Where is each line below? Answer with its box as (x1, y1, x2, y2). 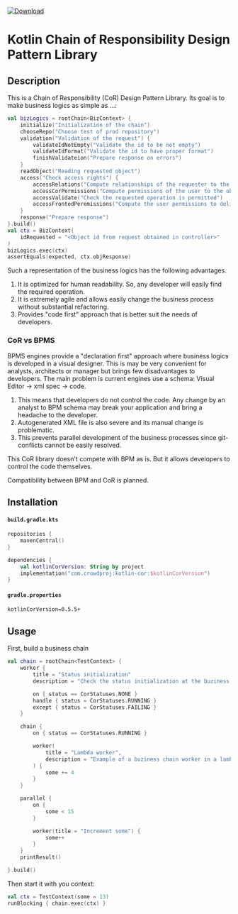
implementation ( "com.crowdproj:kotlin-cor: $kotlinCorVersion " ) (20, 570, 211, 577)
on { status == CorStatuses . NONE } (33, 690, 138, 698)
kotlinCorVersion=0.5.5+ (7, 606, 81, 613)
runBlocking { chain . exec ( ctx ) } (7, 900, 106, 907)
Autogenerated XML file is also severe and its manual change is (17, 418, 203, 426)
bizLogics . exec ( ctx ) (7, 247, 69, 254)
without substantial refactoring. (17, 302, 109, 312)
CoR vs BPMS (7, 336, 55, 346)
